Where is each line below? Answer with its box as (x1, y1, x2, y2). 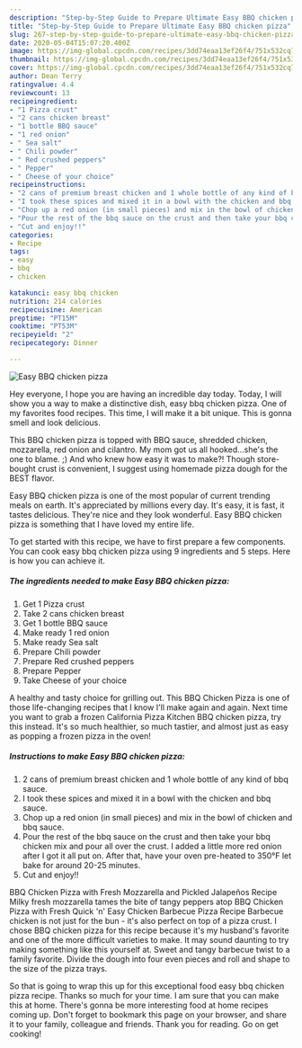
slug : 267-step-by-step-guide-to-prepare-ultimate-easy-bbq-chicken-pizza (9, 30, 296, 39)
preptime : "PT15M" (9, 314, 78, 323)
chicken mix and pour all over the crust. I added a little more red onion (22, 840, 282, 851)
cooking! (9, 1028, 42, 1039)
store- (256, 453, 280, 464)
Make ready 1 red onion (22, 626, 110, 638)
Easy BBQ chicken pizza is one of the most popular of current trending (9, 490, 271, 501)
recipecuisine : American (9, 305, 102, 315)
